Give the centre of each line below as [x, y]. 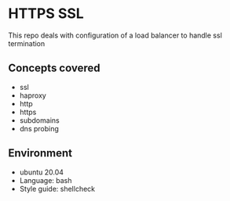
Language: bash [46, 180]
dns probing [39, 128]
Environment [40, 153]
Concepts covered [54, 68]
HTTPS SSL [46, 14]
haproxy [33, 95]
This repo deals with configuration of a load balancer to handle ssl [115, 35]
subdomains [40, 120]
